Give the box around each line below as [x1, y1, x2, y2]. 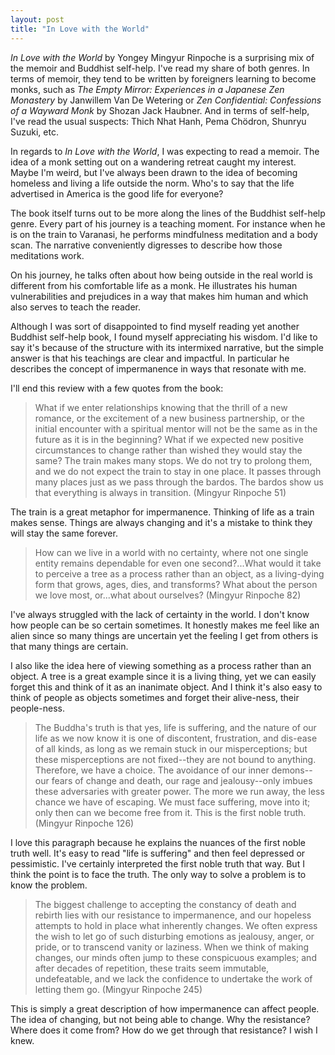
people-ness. [10, 702, 65, 714]
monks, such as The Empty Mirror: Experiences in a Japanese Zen [10, 83, 285, 95]
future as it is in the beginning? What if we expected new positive [34, 433, 304, 445]
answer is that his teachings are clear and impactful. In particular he [10, 352, 290, 364]
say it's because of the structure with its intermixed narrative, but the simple [10, 341, 324, 353]
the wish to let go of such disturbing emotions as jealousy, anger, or [34, 930, 315, 942]
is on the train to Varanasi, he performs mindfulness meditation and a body [10, 228, 318, 240]
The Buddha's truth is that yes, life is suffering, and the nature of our [34, 721, 317, 733]
